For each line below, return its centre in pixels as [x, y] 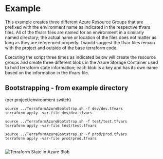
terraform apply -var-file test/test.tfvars [51, 125]
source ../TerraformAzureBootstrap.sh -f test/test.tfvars [66, 121]
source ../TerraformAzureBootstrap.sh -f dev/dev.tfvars [64, 108]
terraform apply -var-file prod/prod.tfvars [51, 138]
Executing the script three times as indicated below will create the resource [81, 57]
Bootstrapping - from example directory [67, 88]
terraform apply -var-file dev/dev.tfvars [49, 113]
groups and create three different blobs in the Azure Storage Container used [81, 62]
